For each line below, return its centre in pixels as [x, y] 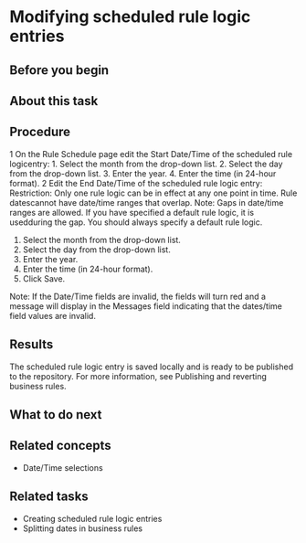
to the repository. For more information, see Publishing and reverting [138, 376]
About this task [54, 101]
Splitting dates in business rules [83, 528]
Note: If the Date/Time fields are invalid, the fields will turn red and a [138, 296]
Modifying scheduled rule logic [130, 17]
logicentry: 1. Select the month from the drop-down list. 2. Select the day [146, 164]
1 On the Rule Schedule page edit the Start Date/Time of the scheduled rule [151, 154]
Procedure [40, 132]
